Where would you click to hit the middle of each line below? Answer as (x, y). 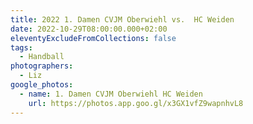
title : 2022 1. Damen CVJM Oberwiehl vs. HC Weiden (122, 19)
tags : (21, 47)
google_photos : (42, 85)
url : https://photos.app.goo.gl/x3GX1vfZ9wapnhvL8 (136, 103)
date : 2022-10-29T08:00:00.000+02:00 (89, 29)
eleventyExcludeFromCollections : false (93, 38)
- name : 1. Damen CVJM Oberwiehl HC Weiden (111, 94)
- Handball (42, 57)
